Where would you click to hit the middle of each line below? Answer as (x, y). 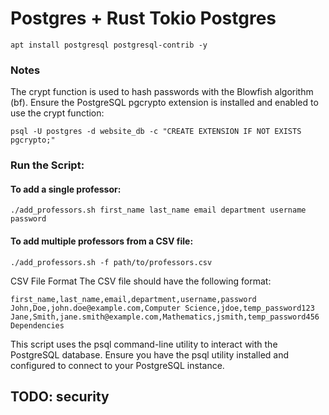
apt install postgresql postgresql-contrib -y (109, 45)
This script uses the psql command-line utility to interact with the (144, 344)
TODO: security (60, 396)
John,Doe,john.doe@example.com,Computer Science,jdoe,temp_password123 (162, 308)
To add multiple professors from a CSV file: (102, 241)
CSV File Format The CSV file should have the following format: (141, 281)
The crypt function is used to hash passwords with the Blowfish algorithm (162, 92)
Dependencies (37, 325)
